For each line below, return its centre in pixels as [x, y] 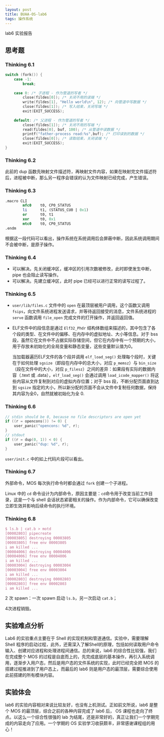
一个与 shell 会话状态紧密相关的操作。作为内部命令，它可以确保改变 [90, 500]
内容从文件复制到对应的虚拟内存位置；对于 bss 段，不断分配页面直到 [86, 381]
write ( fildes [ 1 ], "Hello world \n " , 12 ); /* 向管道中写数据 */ [85, 102]
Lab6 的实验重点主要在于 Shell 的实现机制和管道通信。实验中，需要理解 [77, 638]
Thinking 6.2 [20, 160]
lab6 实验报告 [19, 33]
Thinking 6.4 [21, 257]
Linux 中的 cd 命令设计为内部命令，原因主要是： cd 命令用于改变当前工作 [77, 493]
